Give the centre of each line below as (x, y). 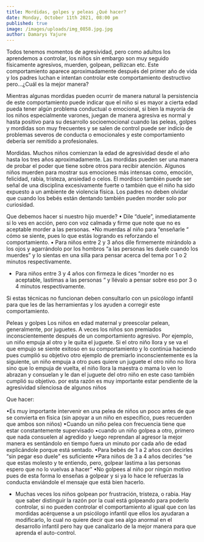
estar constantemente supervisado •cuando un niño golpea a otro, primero (100, 431)
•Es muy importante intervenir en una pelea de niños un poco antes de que (100, 411)
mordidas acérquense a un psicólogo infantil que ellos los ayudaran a (102, 513)
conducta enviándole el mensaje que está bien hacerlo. (76, 482)
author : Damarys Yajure (37, 35)
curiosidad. (20, 205)
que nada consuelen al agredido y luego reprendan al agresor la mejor (94, 437)
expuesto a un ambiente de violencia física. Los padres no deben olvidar (97, 192)
